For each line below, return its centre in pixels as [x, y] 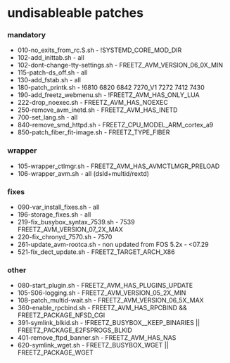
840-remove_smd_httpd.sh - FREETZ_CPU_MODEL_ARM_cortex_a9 [115, 125]
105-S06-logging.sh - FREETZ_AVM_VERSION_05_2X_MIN [102, 293]
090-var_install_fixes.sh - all [58, 207]
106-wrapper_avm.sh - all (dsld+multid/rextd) [83, 173]
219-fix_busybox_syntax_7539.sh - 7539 [76, 222]
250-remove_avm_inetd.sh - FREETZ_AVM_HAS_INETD [97, 110]
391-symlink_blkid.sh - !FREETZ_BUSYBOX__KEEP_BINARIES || [109, 323]
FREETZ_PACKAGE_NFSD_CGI [61, 315]
